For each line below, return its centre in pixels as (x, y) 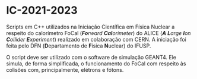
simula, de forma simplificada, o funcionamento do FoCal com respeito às (96, 64)
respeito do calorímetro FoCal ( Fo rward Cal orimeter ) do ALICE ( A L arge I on (99, 33)
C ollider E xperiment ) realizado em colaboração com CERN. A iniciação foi (96, 39)
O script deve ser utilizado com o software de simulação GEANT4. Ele (91, 57)
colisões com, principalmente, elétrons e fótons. (65, 69)
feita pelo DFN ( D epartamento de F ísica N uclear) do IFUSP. (79, 46)
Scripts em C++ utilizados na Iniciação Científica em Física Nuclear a (90, 27)
